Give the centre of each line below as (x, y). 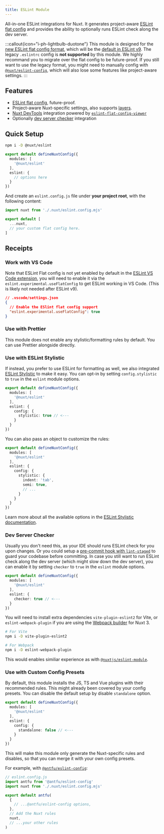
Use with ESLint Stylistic (35, 358)
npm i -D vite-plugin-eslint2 (36, 636)
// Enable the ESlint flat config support (54, 307)
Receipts (19, 248)
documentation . (21, 522)
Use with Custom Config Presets (45, 672)
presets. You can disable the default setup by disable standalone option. (78, 693)
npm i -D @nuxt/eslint (28, 146)
